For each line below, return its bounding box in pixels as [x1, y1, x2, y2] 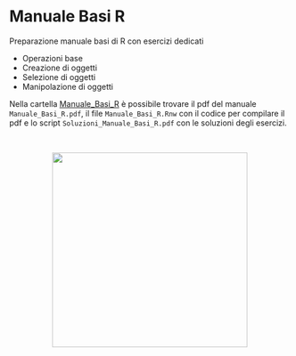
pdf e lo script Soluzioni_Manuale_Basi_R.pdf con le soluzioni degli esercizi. [9, 117, 287, 128]
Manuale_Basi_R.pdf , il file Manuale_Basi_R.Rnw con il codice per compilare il [9, 108, 285, 118]
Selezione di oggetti [21, 71, 96, 82]
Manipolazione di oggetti [21, 81, 114, 92]
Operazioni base [21, 53, 83, 63]
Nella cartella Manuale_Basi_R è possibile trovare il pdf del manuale [9, 98, 257, 109]
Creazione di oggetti [21, 62, 98, 73]
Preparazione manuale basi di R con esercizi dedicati [9, 36, 204, 46]
